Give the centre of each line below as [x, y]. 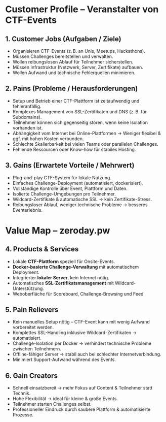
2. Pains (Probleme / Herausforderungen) [72, 89]
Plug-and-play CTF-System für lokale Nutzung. [62, 177]
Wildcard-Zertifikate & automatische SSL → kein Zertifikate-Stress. [82, 199]
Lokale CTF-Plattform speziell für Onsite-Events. [64, 261]
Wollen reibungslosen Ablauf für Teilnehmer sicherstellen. [73, 62]
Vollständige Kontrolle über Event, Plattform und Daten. [70, 188]
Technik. [22, 393]
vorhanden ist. [28, 127]
